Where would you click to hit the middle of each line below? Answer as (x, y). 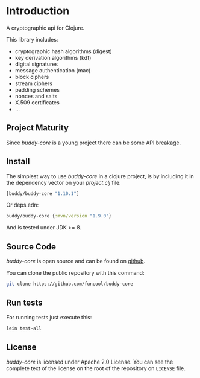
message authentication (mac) (53, 70)
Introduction (38, 11)
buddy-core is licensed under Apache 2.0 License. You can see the (90, 362)
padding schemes (37, 89)
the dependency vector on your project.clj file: (64, 182)
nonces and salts (36, 96)
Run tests (24, 303)
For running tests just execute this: (49, 317)
